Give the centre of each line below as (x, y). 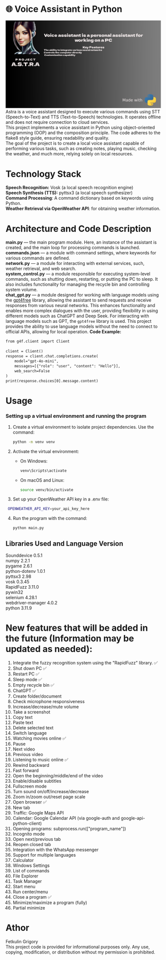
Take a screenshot (32, 712)
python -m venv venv (34, 442)
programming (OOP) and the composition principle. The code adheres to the (83, 133)
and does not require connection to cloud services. (57, 122)
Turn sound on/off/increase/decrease (51, 791)
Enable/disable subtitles (37, 781)
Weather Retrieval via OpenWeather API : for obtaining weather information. (83, 208)
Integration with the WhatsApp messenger (56, 850)
